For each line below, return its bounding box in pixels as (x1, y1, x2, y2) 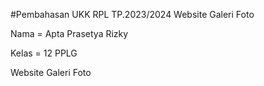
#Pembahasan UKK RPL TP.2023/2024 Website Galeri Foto (10, 9, 255, 20)
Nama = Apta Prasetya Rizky (10, 28, 129, 39)
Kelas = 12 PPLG (10, 47, 78, 59)
